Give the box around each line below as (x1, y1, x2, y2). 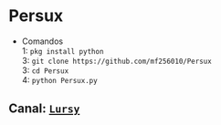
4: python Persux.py (21, 74, 98, 85)
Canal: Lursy (8, 101, 80, 117)
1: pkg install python (21, 45, 104, 56)
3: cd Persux (21, 65, 69, 76)
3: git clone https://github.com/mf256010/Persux (21, 55, 212, 66)
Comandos (21, 36, 64, 47)
